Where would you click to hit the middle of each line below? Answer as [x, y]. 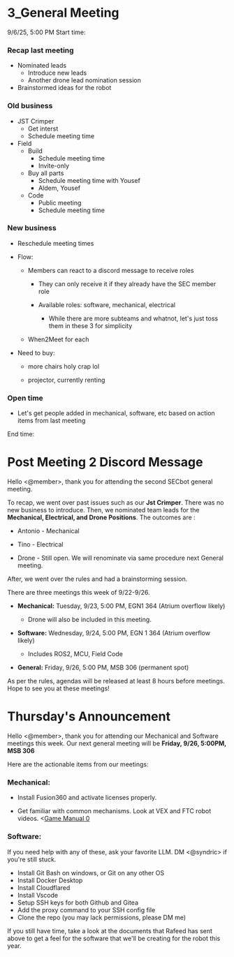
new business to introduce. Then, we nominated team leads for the [104, 510]
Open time [25, 398]
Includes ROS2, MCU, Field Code [75, 654]
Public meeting [60, 202]
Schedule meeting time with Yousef [89, 180]
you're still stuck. [32, 859]
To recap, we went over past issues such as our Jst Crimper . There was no [116, 503]
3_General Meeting [64, 13]
